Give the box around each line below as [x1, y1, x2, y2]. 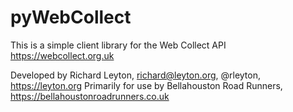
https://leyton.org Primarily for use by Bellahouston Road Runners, [10, 79, 283, 91]
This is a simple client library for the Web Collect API [10, 39, 227, 51]
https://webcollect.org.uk [10, 49, 115, 61]
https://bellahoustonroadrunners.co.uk [10, 90, 170, 102]
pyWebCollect [10, 6, 132, 29]
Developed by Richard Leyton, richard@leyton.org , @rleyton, [10, 69, 262, 81]
